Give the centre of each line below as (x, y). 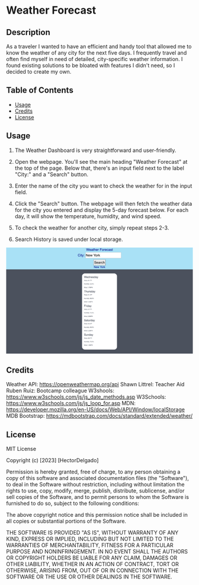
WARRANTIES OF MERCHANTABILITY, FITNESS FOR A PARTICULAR (90, 545)
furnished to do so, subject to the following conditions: (73, 503)
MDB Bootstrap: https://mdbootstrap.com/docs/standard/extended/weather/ (99, 416)
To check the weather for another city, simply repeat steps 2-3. (92, 228)
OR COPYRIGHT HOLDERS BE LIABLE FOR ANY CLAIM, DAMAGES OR (92, 558)
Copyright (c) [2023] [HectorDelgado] (52, 460)
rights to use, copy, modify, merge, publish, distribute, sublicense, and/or (95, 491)
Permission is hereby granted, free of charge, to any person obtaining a (93, 472)
